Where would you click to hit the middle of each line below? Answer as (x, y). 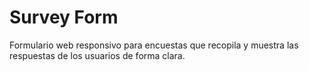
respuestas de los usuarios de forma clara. (97, 55)
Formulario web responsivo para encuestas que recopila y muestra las (154, 45)
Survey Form (64, 17)
